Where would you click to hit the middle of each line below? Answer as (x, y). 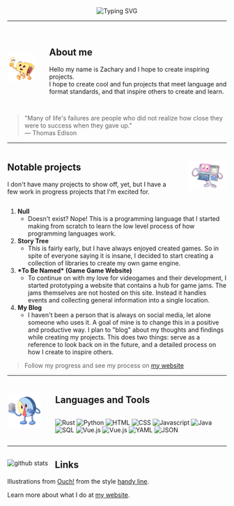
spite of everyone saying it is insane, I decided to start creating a (120, 255)
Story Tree (33, 240)
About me (71, 53)
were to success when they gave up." (78, 125)
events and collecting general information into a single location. (119, 300)
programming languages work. (72, 233)
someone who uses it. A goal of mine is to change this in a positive (123, 322)
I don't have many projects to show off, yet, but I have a (87, 184)
